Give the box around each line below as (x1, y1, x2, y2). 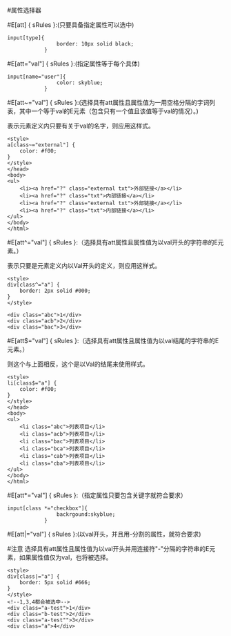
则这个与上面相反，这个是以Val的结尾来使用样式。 (7, 360, 150, 368)
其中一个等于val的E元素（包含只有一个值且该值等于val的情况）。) (19, 107, 199, 115)
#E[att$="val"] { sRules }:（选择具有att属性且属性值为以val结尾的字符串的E (7, 337, 219, 345)
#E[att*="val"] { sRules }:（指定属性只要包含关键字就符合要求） (7, 491, 188, 499)
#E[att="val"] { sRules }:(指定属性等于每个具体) (7, 59, 140, 68)
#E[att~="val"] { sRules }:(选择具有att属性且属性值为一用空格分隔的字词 (7, 99, 210, 106)
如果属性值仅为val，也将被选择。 (19, 553, 112, 561)
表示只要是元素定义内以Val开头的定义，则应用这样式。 (7, 262, 161, 269)
